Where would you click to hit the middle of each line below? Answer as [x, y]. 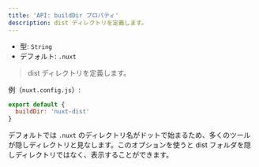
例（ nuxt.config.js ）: [45, 89]
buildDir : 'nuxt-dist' [53, 112]
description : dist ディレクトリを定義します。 [78, 23]
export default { [37, 104]
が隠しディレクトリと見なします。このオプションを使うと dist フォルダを [126, 145]
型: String [36, 46]
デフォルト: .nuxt [48, 56]
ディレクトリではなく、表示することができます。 [94, 155]
